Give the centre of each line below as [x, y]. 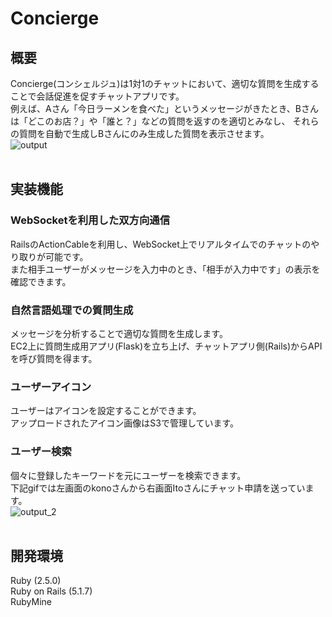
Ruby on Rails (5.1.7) [51, 591]
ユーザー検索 [41, 452]
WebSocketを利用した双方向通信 [90, 220]
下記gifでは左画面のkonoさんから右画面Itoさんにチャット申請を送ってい [158, 488]
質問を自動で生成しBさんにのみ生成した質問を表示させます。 [144, 133]
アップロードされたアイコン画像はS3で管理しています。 [125, 423]
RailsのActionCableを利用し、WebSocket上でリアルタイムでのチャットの [161, 244]
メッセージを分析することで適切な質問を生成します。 [119, 333]
